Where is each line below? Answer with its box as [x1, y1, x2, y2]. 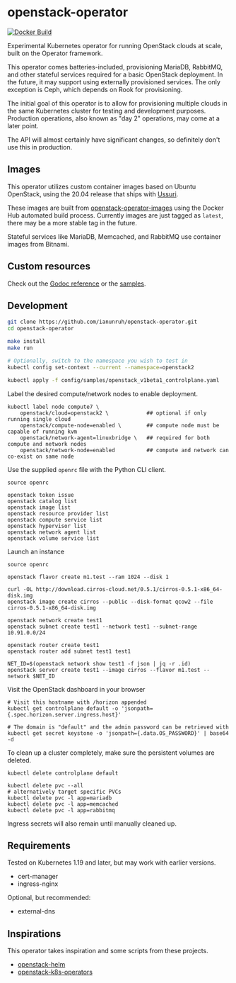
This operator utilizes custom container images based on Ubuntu [7, 182, 196, 191]
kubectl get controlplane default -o [7, 704, 119, 712]
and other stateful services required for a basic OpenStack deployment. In [7, 70, 223, 79]
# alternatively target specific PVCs [7, 788, 122, 795]
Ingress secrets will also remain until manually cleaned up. [7, 819, 177, 828]
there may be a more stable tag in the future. [7, 218, 138, 227]
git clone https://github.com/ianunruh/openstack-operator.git [7, 318, 198, 326]
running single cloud [7, 415, 71, 422]
